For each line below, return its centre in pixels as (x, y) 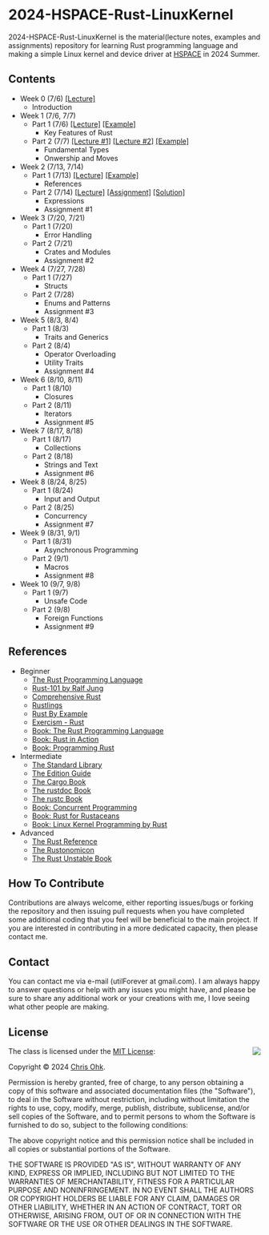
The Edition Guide (61, 773)
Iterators (58, 414)
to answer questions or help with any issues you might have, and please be (132, 990)
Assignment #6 (69, 473)
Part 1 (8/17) (52, 439)
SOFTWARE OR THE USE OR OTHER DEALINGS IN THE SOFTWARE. (120, 1224)
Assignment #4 (69, 371)
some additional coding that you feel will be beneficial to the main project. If (133, 920)
